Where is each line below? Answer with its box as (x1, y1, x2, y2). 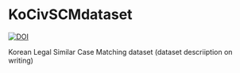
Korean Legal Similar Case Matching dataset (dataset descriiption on (8, 47, 233, 56)
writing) (8, 56, 34, 65)
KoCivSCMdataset (8, 6, 133, 24)
